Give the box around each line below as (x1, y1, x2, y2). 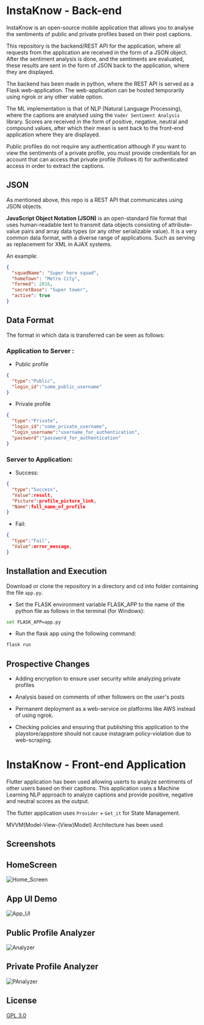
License (6, 996, 37, 1006)
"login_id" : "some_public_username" (12, 383, 102, 390)
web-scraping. (15, 737, 52, 744)
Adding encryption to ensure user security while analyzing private (15, 675, 181, 682)
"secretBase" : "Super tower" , (12, 287, 88, 293)
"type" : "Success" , (12, 487, 59, 493)
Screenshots (6, 839, 56, 850)
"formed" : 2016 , (12, 281, 53, 287)
